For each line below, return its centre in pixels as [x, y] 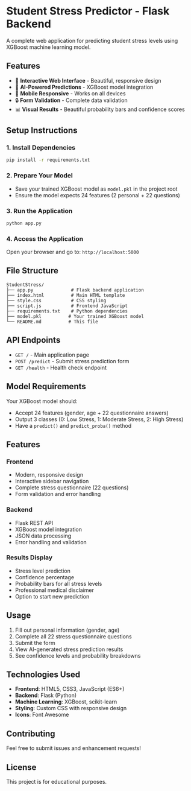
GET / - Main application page [52, 355]
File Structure [32, 271]
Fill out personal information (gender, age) [67, 630]
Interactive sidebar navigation [52, 481]
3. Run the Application [39, 211]
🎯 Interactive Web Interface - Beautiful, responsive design [88, 80]
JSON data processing [43, 536]
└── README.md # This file [52, 322]
